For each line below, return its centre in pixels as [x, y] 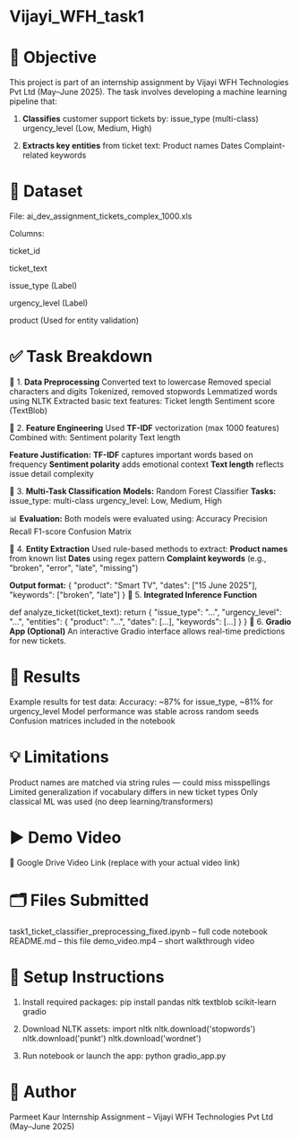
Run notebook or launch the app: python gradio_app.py [124, 1056]
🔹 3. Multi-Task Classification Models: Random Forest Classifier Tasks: [143, 491]
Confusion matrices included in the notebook [93, 721]
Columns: [27, 234]
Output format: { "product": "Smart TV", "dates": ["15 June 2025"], [133, 585]
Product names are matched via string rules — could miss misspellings [140, 782]
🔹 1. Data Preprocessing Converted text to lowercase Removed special [140, 382]
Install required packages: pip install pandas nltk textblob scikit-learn [149, 1002]
